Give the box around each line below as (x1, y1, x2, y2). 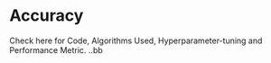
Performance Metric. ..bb (9, 44, 104, 55)
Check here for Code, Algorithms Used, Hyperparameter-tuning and (9, 35, 263, 46)
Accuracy (9, 5, 84, 26)
